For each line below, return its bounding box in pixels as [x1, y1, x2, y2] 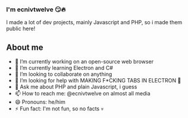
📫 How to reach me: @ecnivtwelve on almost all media [14, 90, 151, 97]
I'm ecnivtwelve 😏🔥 [6, 5, 66, 14]
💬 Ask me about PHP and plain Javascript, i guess [14, 83, 137, 91]
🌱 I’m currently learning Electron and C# [14, 65, 113, 72]
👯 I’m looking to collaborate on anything [14, 71, 112, 78]
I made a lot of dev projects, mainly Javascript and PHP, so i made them [6, 19, 183, 26]
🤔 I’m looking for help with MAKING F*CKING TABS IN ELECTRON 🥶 [14, 77, 181, 84]
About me [6, 42, 43, 52]
